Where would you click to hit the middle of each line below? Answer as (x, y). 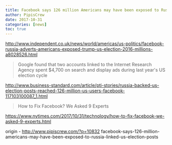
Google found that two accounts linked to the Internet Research (85, 65)
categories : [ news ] (26, 24)
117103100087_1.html (27, 96)
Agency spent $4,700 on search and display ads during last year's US (91, 70)
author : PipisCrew (25, 15)
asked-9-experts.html (28, 121)
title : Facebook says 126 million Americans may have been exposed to (82, 10)
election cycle (33, 75)
